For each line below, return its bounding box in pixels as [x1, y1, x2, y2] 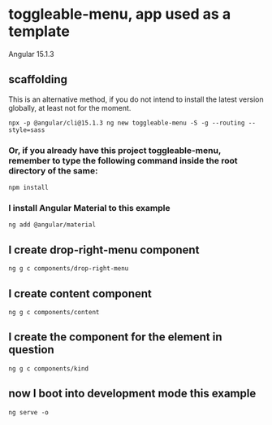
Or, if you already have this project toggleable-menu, [8, 144, 222, 156]
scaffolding [8, 72, 67, 86]
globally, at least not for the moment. [8, 103, 132, 112]
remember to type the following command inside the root [8, 155, 238, 166]
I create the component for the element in [8, 331, 222, 344]
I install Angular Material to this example [8, 202, 171, 213]
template [8, 22, 71, 41]
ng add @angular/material [8, 221, 96, 229]
